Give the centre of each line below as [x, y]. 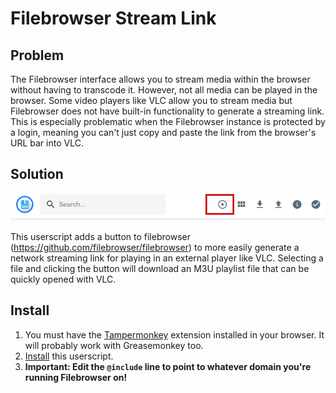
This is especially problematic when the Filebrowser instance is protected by [168, 121]
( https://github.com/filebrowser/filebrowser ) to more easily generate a [155, 248]
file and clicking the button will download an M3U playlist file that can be [160, 269]
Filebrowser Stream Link [113, 18]
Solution [37, 174]
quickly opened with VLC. [63, 279]
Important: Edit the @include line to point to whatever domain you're [168, 366]
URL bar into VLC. [47, 143]
